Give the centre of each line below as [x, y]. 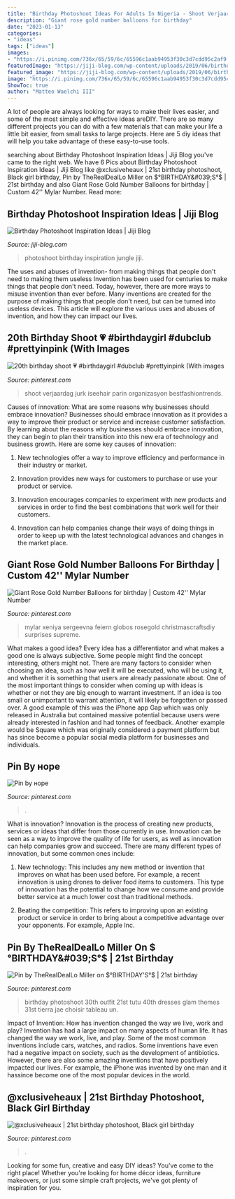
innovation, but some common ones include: [71, 854]
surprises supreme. [52, 634]
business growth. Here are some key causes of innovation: [92, 444]
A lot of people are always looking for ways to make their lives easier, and [113, 112]
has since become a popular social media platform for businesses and [108, 737]
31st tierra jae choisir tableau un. [71, 1010]
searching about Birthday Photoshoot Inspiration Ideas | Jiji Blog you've [110, 155]
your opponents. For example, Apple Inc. [76, 925]
